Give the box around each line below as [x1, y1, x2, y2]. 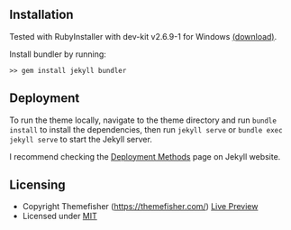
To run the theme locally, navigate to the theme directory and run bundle [9, 115, 277, 125]
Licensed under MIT [22, 211, 97, 222]
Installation [9, 7, 74, 23]
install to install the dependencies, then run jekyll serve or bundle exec [9, 124, 283, 134]
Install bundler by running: [9, 49, 106, 60]
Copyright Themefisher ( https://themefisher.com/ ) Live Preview [22, 201, 259, 212]
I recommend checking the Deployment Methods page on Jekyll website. [9, 151, 281, 161]
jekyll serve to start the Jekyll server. [9, 133, 153, 144]
